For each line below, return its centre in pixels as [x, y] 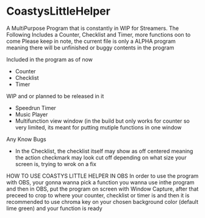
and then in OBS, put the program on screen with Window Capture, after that [103, 189]
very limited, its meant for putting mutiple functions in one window [98, 127]
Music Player [31, 114]
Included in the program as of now [49, 59]
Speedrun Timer [36, 107]
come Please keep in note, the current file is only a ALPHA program [91, 41]
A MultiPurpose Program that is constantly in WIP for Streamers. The [92, 28]
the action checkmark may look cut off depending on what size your [101, 158]
